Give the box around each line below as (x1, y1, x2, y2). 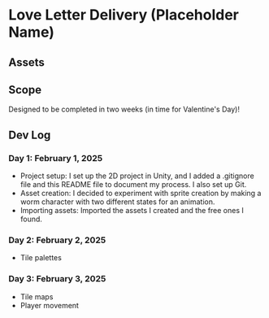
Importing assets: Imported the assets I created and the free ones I (20, 206, 244, 216)
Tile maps (20, 291, 54, 302)
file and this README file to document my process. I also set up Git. (20, 180, 247, 189)
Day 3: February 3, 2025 (8, 273, 106, 285)
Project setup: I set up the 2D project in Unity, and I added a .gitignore (20, 171, 254, 181)
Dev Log (8, 128, 51, 142)
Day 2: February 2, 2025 (8, 234, 106, 246)
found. (20, 214, 43, 224)
